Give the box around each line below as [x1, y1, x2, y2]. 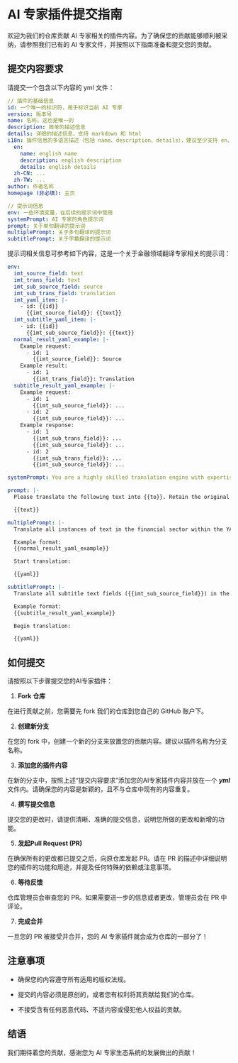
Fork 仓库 [17, 692, 46, 700]
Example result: [20, 363, 69, 370]
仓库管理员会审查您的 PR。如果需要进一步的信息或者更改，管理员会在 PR [7, 893, 220, 902]
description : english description [20, 157, 122, 164]
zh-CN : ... [13, 170, 46, 177]
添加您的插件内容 [17, 761, 68, 770]
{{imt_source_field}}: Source [33, 356, 122, 363]
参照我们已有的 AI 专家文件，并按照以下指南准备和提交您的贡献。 [25, 40, 216, 48]
